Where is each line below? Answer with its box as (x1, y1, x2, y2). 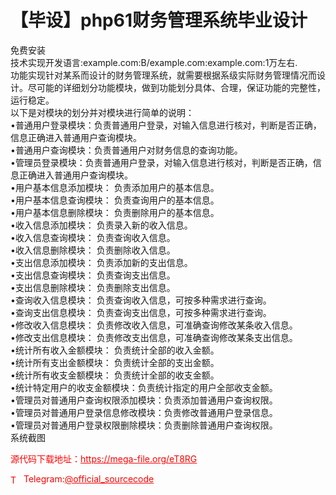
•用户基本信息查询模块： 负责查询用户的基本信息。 (10, 194, 220, 206)
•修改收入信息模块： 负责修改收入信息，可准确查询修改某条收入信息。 (10, 319, 298, 331)
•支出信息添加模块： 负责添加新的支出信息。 (10, 256, 193, 268)
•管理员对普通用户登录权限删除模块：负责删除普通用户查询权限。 (10, 419, 278, 431)
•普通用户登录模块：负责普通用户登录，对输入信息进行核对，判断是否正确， (10, 119, 322, 131)
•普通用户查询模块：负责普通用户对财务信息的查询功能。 (10, 144, 243, 156)
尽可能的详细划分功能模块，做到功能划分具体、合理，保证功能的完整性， (27, 81, 326, 93)
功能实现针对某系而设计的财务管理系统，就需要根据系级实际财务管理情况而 (10, 69, 317, 81)
